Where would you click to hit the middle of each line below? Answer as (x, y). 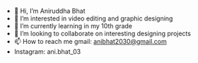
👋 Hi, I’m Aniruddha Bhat (49, 11)
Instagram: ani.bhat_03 (47, 52)
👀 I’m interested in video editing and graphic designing (93, 18)
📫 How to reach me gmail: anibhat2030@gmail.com (91, 41)
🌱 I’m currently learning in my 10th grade (73, 26)
